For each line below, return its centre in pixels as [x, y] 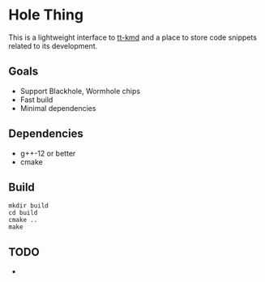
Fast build [36, 100]
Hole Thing [46, 15]
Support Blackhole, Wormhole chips [80, 91]
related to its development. [53, 45]
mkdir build [28, 206]
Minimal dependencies [58, 108]
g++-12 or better [48, 153]
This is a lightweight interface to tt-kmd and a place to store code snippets [133, 37]
